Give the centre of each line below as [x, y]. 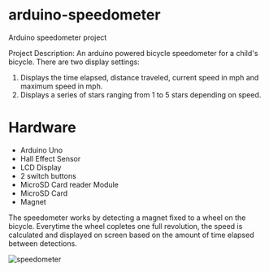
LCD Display [41, 167]
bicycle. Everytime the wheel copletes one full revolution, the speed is [126, 226]
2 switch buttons [48, 175]
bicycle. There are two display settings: [74, 62]
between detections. [43, 243]
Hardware [42, 128]
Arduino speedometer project [58, 37]
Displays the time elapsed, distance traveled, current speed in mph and [139, 77]
